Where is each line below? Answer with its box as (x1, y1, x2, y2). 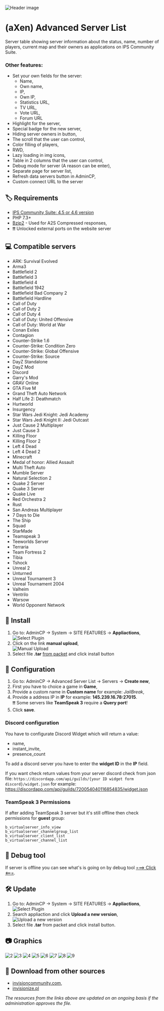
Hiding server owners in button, (12, 131, 77, 137)
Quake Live (12, 491, 36, 497)
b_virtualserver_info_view (5, 825, 61, 830)
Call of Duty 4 (12, 311, 41, 317)
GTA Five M (12, 385, 36, 391)
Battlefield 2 (12, 269, 37, 275)
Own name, (19, 84, 44, 90)
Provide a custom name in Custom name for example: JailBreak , (12, 689, 145, 695)
